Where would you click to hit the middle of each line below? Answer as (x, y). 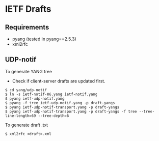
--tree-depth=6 (53, 116)
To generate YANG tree (29, 71)
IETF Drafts (28, 9)
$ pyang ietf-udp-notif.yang (35, 99)
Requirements (27, 27)
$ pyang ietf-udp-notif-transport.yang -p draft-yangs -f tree (71, 112)
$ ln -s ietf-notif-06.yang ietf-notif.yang (51, 94)
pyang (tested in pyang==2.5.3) (44, 39)
